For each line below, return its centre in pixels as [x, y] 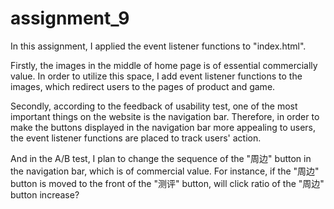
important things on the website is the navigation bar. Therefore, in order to [165, 116]
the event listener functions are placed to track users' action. [136, 138]
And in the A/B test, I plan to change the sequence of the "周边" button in [161, 158]
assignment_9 [70, 18]
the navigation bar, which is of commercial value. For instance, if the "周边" [165, 171]
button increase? [45, 194]
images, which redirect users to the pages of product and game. [143, 86]
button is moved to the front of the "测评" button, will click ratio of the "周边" [167, 183]
